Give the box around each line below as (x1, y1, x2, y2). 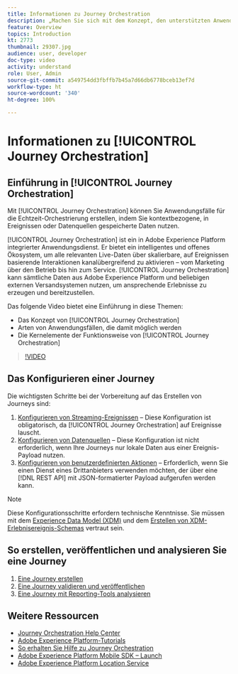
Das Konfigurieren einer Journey (7, 373, 155, 385)
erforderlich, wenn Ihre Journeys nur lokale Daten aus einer (17, 443, 192, 451)
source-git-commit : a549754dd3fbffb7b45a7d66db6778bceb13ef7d (7, 76, 195, 84)
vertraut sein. (85, 523, 125, 532)
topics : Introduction (7, 30, 72, 38)
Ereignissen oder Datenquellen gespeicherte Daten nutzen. (7, 222, 180, 230)
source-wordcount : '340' (7, 90, 81, 97)
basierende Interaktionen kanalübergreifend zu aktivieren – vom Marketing (7, 258, 225, 267)
